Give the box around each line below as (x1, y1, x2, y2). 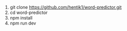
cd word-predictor (9, 9, 48, 15)
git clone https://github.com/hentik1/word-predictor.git (9, 4, 122, 10)
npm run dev (9, 20, 36, 26)
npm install (9, 15, 33, 20)
